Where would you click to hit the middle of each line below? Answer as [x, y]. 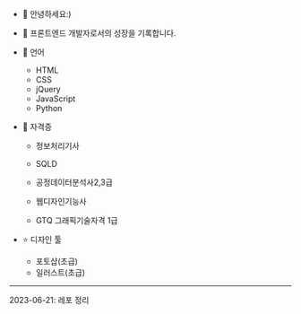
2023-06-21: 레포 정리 [49, 300]
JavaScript [56, 99]
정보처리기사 [57, 146]
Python [49, 108]
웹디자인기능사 [61, 201]
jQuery [48, 89]
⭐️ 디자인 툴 [42, 240]
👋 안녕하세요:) [47, 14]
